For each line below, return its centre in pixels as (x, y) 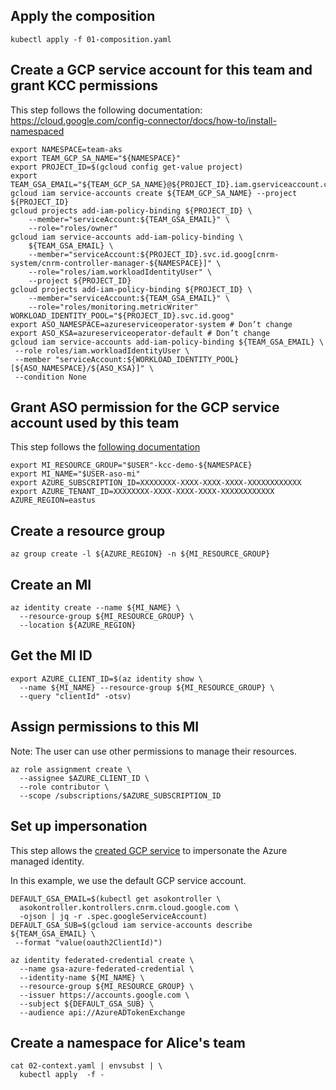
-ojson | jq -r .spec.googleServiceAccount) (113, 916)
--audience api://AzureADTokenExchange (102, 1012)
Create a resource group (88, 530)
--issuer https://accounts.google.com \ (104, 995)
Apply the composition (83, 16)
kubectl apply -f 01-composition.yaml (91, 39)
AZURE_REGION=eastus (53, 500)
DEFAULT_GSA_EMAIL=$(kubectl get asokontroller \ (116, 899)
